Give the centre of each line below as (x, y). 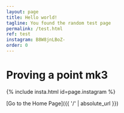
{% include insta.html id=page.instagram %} (61, 91)
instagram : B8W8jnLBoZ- (36, 40)
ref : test (19, 34)
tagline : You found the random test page (59, 23)
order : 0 (17, 46)
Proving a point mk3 (57, 75)
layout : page (22, 12)
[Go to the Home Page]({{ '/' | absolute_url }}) (62, 103)
